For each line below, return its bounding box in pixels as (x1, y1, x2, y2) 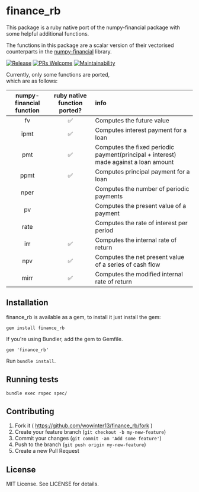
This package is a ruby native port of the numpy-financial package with (6, 24, 181, 31)
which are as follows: (6, 77, 58, 84)
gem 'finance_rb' (6, 346, 49, 353)
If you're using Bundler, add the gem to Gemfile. (6, 335, 123, 342)
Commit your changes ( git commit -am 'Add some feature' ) (14, 435, 162, 442)
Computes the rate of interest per (95, 219, 188, 227)
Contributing (6, 406, 54, 417)
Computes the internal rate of (95, 236, 177, 244)
